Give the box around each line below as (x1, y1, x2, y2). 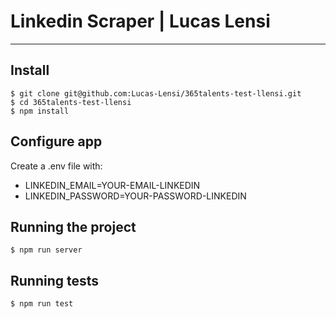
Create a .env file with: (10, 160, 103, 172)
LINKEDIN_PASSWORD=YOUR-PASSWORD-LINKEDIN (24, 190, 247, 202)
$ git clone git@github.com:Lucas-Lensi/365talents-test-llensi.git (10, 88, 302, 99)
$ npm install (10, 106, 70, 116)
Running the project (10, 218, 137, 235)
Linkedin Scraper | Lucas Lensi (10, 10, 271, 33)
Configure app (10, 133, 103, 150)
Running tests (10, 272, 100, 289)
